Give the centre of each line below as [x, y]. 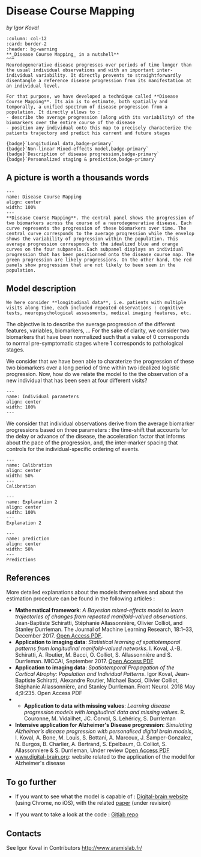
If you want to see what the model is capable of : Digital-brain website [101, 796]
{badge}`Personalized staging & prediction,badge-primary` [82, 159]
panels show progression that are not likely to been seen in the [91, 265]
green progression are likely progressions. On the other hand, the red [99, 260]
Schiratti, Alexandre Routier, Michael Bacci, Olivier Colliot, [108, 680]
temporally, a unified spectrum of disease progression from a [87, 107]
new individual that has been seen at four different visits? [77, 380]
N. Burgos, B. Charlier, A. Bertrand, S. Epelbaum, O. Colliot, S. [91, 744]
